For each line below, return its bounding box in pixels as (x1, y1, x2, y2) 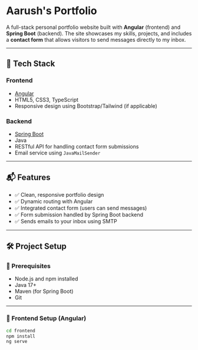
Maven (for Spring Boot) (14, 288, 74, 295)
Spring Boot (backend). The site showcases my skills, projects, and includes (6, 29, 192, 37)
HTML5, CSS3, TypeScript (14, 96, 78, 103)
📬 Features (6, 173, 51, 183)
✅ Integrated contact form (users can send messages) (14, 204, 147, 212)
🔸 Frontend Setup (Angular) (6, 314, 87, 322)
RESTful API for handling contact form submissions (14, 143, 139, 150)
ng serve (6, 339, 28, 345)
